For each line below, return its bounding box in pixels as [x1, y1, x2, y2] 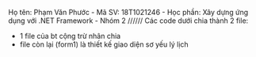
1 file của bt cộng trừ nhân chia [19, 32, 121, 40]
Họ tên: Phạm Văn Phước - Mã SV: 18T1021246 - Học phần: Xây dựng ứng [8, 8, 249, 17]
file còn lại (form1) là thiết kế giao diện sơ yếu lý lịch [19, 40, 189, 49]
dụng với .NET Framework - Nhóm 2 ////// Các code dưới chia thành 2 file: [8, 16, 249, 25]
